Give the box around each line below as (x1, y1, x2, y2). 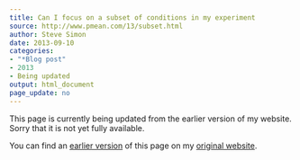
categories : (9, 47, 54, 56)
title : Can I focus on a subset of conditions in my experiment (9, 13, 256, 22)
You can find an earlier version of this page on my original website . (9, 140, 258, 151)
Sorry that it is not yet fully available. (9, 122, 145, 133)
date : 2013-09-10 (9, 38, 75, 48)
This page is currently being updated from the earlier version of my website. (9, 113, 293, 124)
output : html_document (9, 80, 95, 89)
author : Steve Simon (9, 30, 87, 39)
